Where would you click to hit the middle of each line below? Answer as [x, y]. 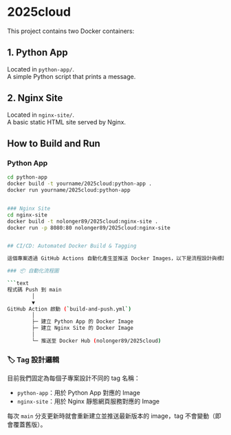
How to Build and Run [54, 143]
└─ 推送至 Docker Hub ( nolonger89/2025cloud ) [97, 341]
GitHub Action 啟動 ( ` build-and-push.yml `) [69, 309]
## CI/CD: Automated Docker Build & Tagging [72, 246]
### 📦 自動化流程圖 [33, 271]
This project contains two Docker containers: [71, 31]
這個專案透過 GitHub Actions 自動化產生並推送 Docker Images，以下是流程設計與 [112, 258]
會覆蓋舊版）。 [27, 425]
